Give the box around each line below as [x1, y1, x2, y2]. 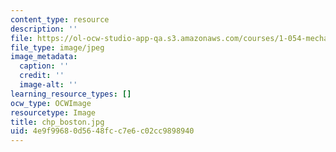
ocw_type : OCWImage [10, 98, 92, 108]
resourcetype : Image [10, 107, 97, 118]
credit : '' [19, 71, 65, 81]
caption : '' [19, 61, 70, 71]
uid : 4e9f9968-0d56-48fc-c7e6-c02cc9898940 [10, 126, 195, 136]
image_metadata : [10, 52, 78, 62]
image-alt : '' [19, 80, 78, 90]
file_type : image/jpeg [10, 42, 105, 53]
